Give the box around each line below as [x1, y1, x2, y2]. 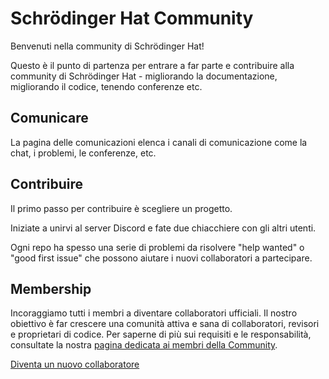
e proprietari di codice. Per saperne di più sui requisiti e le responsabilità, [10, 328, 312, 341]
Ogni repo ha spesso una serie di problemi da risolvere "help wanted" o [10, 241, 305, 253]
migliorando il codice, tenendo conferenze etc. [10, 80, 203, 92]
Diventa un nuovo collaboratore [10, 358, 140, 371]
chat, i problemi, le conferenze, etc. [10, 147, 157, 159]
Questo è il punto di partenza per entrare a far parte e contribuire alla [10, 59, 295, 71]
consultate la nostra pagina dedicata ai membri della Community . [10, 339, 278, 351]
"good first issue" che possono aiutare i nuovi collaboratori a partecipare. [10, 252, 313, 264]
